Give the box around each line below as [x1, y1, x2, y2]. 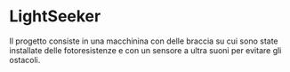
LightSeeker [9, 6, 101, 27]
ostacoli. [9, 54, 41, 65]
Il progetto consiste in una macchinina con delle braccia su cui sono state [9, 36, 278, 46]
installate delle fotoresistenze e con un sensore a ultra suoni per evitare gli [9, 44, 282, 55]
